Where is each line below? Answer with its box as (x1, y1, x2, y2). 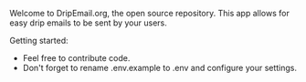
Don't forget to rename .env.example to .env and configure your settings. (22, 63, 298, 73)
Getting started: (9, 36, 69, 46)
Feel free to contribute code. (22, 53, 131, 63)
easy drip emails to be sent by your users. (9, 17, 167, 28)
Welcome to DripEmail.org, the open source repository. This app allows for (9, 8, 290, 18)
